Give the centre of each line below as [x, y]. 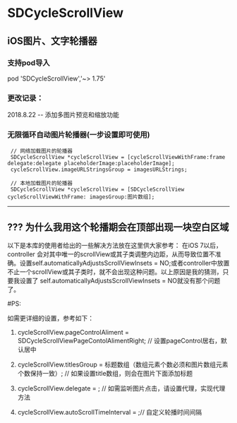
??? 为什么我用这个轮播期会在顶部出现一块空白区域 [118, 227]
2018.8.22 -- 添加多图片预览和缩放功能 [63, 115]
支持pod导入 [29, 63]
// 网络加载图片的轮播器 [41, 151]
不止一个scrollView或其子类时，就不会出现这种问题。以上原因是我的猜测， [115, 272]
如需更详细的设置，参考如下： [50, 318]
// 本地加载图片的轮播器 [41, 184]
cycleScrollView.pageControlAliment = [73, 333]
